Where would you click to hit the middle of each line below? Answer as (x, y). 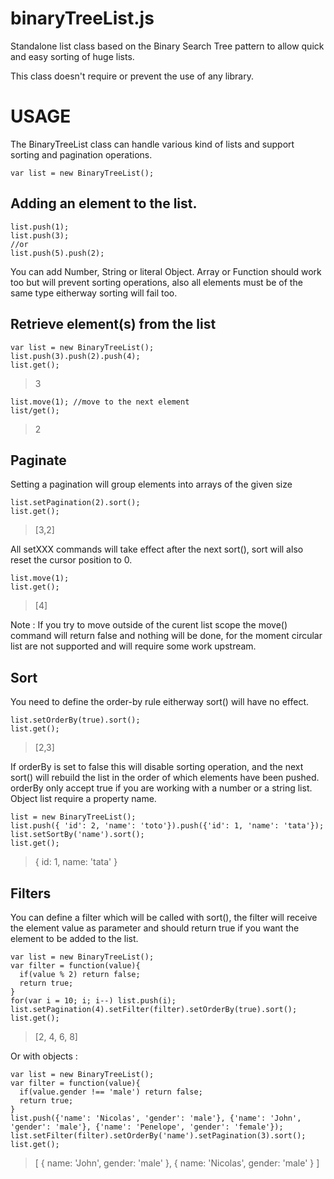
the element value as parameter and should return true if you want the (155, 928)
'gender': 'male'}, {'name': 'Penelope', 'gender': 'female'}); (147, 1127)
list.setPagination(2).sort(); (75, 503)
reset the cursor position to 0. (71, 560)
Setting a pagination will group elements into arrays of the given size (151, 484)
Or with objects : (44, 1056)
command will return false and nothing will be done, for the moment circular (166, 636)
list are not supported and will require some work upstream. (133, 646)
